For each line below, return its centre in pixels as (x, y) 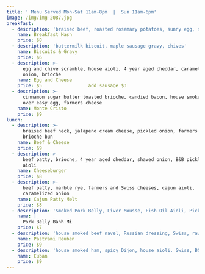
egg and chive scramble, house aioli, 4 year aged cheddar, (100, 69)
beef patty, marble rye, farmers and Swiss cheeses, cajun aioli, (109, 188)
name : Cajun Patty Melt (48, 199)
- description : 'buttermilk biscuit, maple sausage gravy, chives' (99, 46)
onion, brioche (42, 74)
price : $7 (30, 228)
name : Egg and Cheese (45, 80)
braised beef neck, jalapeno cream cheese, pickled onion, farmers (110, 131)
